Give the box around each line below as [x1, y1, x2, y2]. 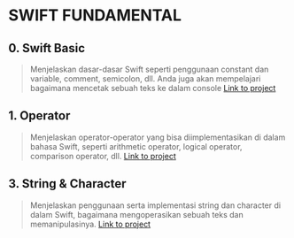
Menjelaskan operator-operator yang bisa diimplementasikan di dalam [29, 132, 286, 142]
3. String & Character [8, 176, 127, 191]
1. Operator [8, 108, 71, 124]
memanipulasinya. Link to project [29, 219, 151, 229]
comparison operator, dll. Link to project [29, 150, 176, 161]
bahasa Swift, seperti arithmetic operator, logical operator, [29, 141, 243, 151]
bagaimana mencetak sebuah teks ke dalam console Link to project [29, 83, 276, 93]
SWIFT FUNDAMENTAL [8, 5, 182, 26]
